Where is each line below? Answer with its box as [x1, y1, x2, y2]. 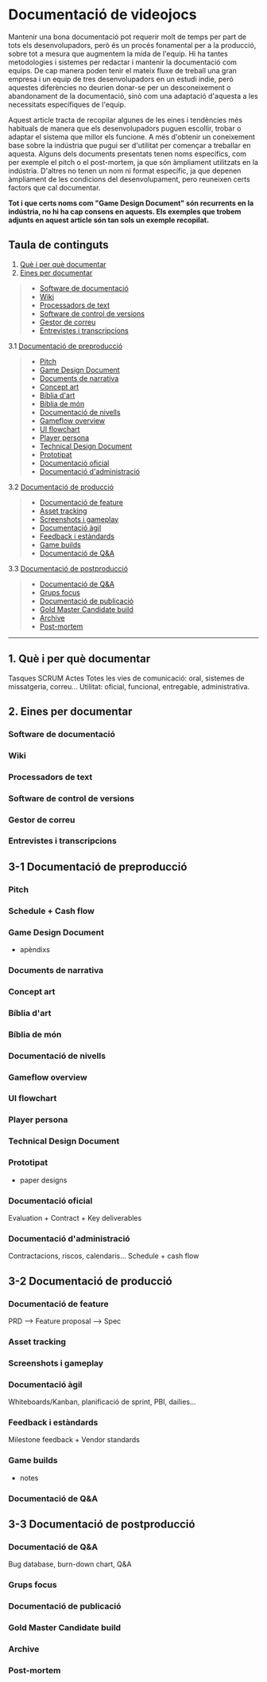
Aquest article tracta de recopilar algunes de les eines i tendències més [8, 115, 242, 124]
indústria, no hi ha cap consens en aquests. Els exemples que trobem [8, 206, 242, 216]
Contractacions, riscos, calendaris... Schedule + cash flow [8, 1251, 199, 1261]
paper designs [19, 1175, 68, 1185]
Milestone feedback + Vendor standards [8, 1435, 141, 1445]
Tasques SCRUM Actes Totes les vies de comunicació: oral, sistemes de [8, 673, 245, 683]
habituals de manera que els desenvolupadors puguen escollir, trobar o [8, 124, 242, 133]
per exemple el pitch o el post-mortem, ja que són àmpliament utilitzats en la [8, 157, 258, 167]
